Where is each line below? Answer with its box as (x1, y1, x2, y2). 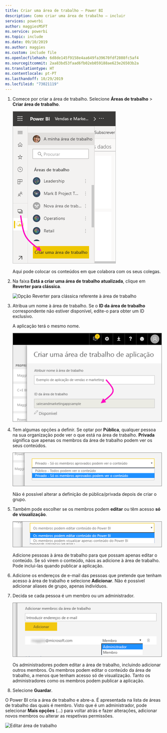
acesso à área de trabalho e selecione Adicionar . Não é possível (12, 578, 145, 584)
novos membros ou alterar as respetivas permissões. (5, 713, 114, 719)
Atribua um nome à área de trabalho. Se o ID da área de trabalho (12, 302, 146, 308)
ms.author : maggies (5, 45, 46, 50)
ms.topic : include (5, 34, 43, 39)
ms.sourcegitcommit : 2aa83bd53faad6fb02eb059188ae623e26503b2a (5, 60, 139, 66)
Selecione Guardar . (12, 688, 53, 694)
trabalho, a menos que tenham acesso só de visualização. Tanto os (12, 673, 151, 679)
